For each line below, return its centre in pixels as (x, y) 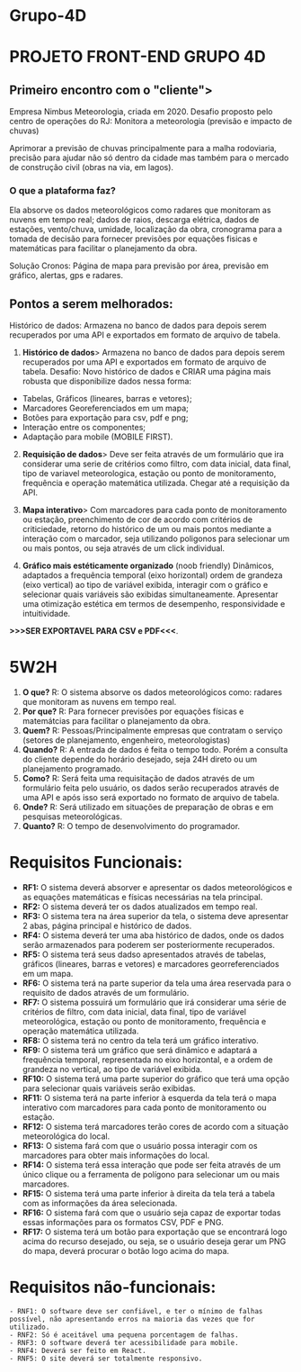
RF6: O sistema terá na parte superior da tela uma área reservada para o (157, 983)
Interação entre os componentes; (84, 428)
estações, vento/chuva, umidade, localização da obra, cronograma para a (146, 230)
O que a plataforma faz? (63, 191)
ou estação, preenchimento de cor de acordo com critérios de (137, 519)
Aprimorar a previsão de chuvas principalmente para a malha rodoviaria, (143, 149)
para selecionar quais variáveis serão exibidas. (109, 1088)
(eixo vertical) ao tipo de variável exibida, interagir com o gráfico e (145, 585)
